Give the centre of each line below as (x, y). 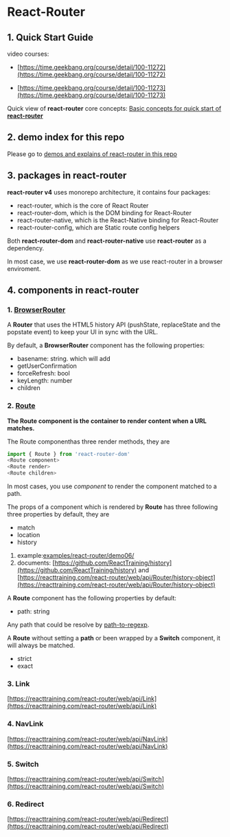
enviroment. (24, 268)
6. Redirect (26, 804)
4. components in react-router (73, 291)
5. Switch (23, 764)
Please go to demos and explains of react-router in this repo (92, 154)
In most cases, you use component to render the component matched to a (112, 486)
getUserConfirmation (47, 366)
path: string (33, 611)
